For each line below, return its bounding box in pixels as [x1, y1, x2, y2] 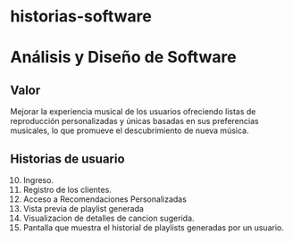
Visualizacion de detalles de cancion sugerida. [22, 213, 195, 223]
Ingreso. [22, 175, 54, 185]
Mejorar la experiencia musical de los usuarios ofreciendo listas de [10, 106, 256, 117]
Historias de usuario [10, 151, 125, 166]
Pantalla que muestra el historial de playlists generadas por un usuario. [22, 222, 284, 233]
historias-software [10, 6, 153, 27]
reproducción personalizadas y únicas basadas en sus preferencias [10, 116, 259, 127]
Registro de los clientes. [22, 185, 113, 195]
